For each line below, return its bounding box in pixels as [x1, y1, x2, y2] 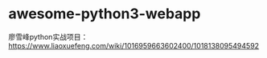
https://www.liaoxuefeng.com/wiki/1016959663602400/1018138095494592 [8, 41, 260, 50]
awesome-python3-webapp [8, 5, 201, 23]
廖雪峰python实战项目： [8, 32, 88, 41]
